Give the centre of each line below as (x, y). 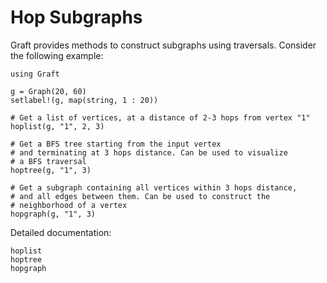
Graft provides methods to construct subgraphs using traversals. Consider (163, 45)
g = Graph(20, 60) (48, 91)
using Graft (35, 74)
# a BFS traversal (48, 161)
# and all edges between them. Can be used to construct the (140, 196)
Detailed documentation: (61, 232)
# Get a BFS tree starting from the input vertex (116, 144)
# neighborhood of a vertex (69, 205)
